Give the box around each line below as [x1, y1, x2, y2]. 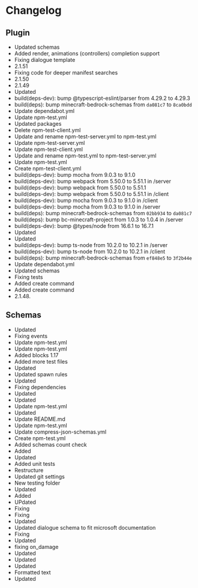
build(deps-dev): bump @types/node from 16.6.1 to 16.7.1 [14, 222, 154, 229]
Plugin [5, 28, 31, 38]
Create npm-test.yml [14, 434, 66, 442]
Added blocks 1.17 [14, 351, 59, 358]
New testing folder [14, 479, 61, 486]
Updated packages [14, 120, 62, 127]
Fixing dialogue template [14, 57, 76, 63]
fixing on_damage [14, 543, 59, 550]
